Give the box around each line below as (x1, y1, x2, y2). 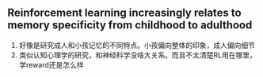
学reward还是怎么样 (18, 60, 84, 69)
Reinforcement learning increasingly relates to (7, 6, 242, 20)
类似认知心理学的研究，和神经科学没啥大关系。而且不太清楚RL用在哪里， (18, 50, 257, 60)
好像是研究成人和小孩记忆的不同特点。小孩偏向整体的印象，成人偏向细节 (18, 40, 255, 49)
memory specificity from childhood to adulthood (7, 19, 253, 32)
